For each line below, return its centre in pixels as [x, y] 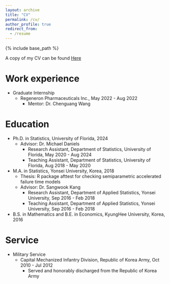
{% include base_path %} [32, 48]
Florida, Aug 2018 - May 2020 [59, 165]
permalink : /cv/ [22, 19]
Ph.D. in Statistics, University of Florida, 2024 [60, 138]
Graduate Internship [34, 93]
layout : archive [22, 10]
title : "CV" [18, 15]
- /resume [20, 34]
